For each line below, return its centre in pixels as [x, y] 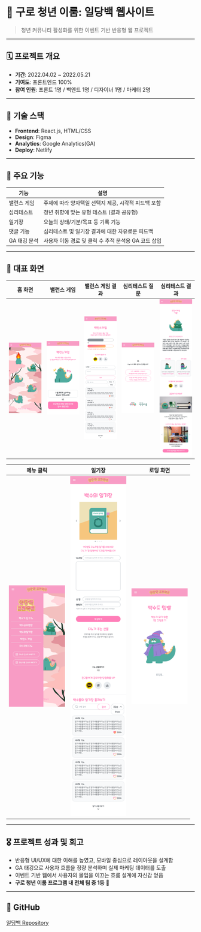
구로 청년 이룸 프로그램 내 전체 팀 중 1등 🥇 [62, 882]
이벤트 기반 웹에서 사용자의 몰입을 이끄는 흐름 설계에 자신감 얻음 [89, 875]
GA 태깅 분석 [24, 241]
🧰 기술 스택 [25, 116]
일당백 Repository [28, 922]
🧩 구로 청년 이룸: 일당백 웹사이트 [80, 12]
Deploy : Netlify [33, 150]
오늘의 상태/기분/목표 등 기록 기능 [82, 222]
